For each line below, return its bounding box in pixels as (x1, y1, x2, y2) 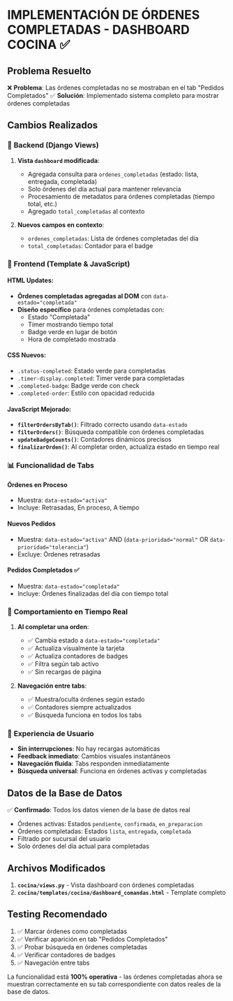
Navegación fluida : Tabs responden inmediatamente (17, 759, 170, 768)
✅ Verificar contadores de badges (17, 951, 116, 959)
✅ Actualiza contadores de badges (27, 652, 128, 661)
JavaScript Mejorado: (7, 405, 72, 413)
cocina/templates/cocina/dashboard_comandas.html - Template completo (17, 888, 226, 896)
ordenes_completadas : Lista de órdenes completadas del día (27, 234, 199, 243)
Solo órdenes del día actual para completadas (17, 842, 150, 851)
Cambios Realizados (7, 120, 98, 131)
